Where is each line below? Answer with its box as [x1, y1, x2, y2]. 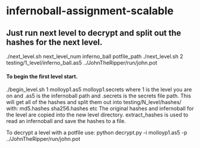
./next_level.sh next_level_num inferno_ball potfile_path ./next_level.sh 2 [6, 53, 183, 60]
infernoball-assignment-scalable [6, 4, 174, 18]
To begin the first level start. [6, 73, 78, 80]
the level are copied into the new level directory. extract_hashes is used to [6, 111, 189, 118]
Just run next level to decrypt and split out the [6, 28, 181, 38]
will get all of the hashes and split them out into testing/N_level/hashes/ [6, 99, 182, 106]
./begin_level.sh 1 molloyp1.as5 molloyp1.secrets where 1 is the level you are [6, 86, 192, 93]
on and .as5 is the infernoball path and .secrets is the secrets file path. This [6, 92, 191, 99]
